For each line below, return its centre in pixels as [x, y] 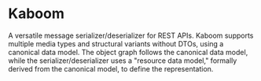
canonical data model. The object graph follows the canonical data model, [128, 52]
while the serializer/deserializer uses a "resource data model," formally [123, 61]
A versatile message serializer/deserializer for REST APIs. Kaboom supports [131, 35]
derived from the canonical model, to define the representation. [111, 68]
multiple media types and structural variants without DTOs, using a [116, 43]
